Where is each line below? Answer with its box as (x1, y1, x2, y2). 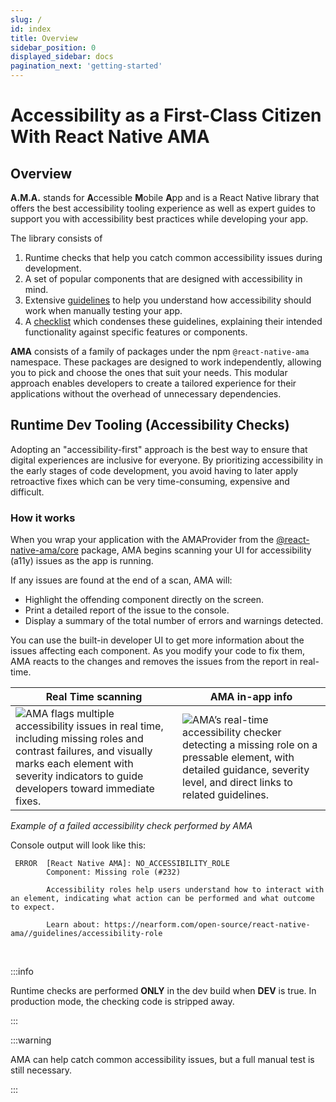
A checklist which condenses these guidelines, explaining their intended (24, 316, 323, 327)
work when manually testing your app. (24, 305, 183, 316)
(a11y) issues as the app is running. (10, 555, 154, 567)
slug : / (10, 14, 43, 25)
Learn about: (46, 920, 101, 930)
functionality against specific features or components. (24, 326, 248, 338)
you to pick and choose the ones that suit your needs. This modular (10, 367, 288, 378)
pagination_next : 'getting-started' (10, 61, 163, 71)
